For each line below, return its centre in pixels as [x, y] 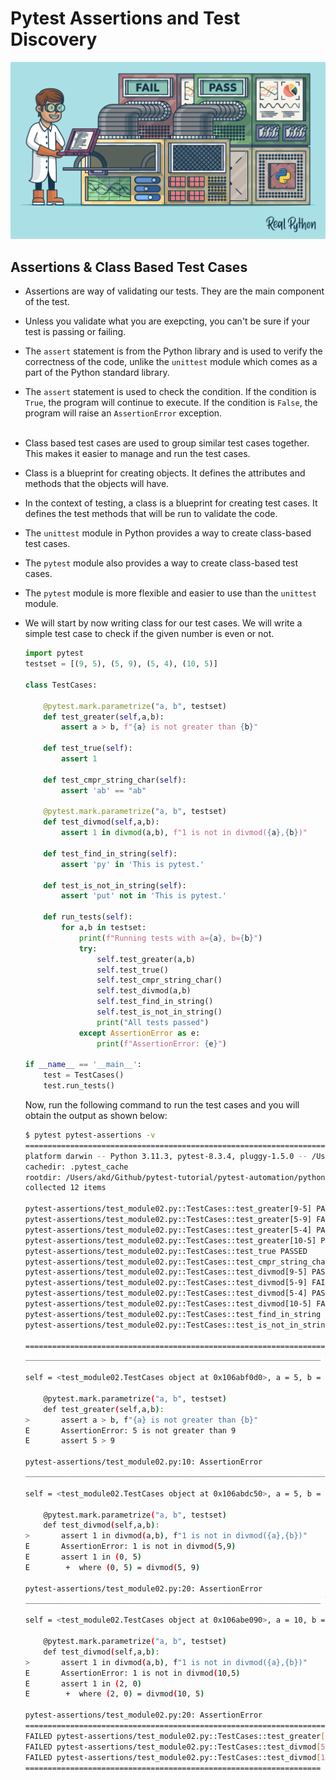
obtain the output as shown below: [96, 1115]
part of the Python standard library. [97, 373]
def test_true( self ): [88, 748]
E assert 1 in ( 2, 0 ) [83, 1683]
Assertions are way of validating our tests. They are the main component [174, 291]
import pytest [54, 653]
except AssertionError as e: [139, 1033]
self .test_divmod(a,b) [144, 991]
